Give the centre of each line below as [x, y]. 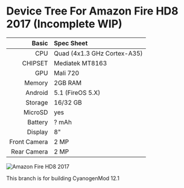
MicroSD [36, 112]
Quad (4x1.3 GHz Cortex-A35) [98, 53]
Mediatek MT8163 [81, 63]
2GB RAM [68, 83]
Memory [36, 83]
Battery [37, 122]
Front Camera [29, 141]
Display [37, 132]
